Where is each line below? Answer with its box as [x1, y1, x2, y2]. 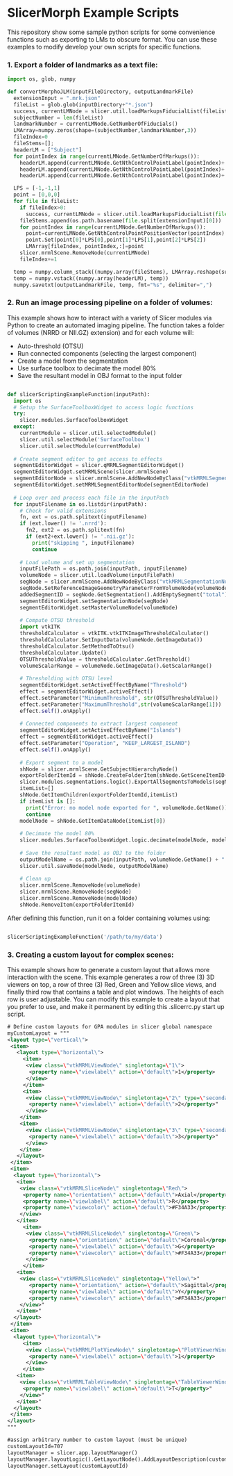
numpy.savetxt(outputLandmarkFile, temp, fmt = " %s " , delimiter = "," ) [13, 281, 213, 288]
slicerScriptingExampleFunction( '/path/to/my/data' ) [7, 933, 163, 940]
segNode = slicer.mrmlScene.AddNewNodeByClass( [19, 578, 159, 585]
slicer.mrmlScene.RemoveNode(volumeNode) [19, 882, 141, 889]
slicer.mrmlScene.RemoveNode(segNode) [19, 888, 132, 896]
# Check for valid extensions [19, 507, 107, 514]
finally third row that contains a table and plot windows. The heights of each [7, 987, 224, 996]
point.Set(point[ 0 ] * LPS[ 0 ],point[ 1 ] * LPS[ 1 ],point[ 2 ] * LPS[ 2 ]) [25, 236, 207, 244]
